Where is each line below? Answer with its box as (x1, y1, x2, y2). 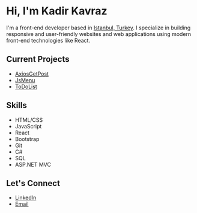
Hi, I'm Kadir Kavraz (6, 4, 108, 18)
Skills (6, 100, 27, 110)
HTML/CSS (14, 116, 43, 124)
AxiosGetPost (14, 70, 49, 77)
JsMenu (14, 76, 35, 83)
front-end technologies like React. (6, 37, 91, 44)
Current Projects (6, 54, 70, 64)
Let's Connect (6, 178, 60, 188)
